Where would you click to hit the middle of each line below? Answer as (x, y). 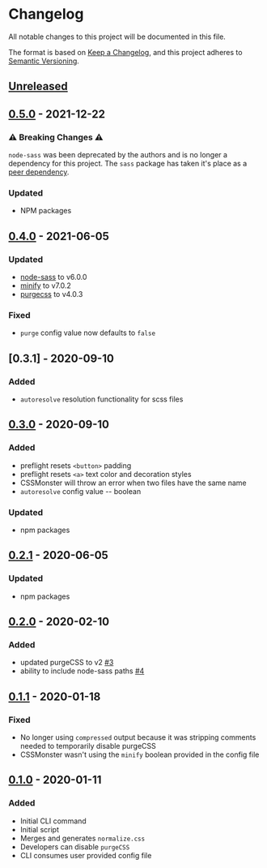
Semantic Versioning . (44, 61)
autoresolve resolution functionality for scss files (102, 399)
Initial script (39, 829)
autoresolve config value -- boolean (81, 491)
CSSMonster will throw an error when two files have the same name (133, 483)
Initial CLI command (53, 821)
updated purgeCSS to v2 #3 (67, 663)
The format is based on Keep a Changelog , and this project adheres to (125, 52)
